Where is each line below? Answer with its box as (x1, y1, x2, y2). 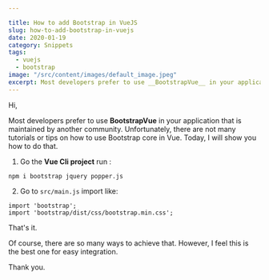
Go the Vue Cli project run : (19, 157, 112, 166)
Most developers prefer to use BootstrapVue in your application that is (8, 115, 242, 125)
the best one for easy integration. (8, 246, 118, 256)
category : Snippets (8, 41, 74, 49)
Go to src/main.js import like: (19, 186, 118, 196)
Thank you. (8, 262, 46, 272)
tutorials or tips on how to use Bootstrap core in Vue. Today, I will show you (8, 133, 257, 142)
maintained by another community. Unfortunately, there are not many (8, 124, 236, 134)
